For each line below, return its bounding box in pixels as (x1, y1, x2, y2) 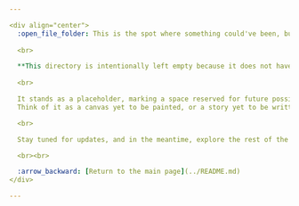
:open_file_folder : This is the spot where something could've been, (17, 29, 280, 38)
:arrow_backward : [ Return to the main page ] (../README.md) (17, 167, 241, 177)
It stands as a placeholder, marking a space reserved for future (17, 95, 269, 103)
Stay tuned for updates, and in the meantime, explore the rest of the (17, 135, 289, 144)
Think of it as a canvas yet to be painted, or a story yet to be (17, 103, 269, 111)
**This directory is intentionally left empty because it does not (17, 62, 273, 71)
